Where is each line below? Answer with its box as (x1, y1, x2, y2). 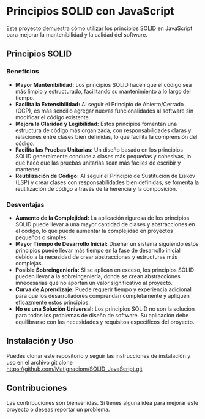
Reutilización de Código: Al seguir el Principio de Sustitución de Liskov (15, 172, 196, 179)
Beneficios (6, 67, 39, 76)
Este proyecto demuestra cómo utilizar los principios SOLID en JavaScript (6, 24, 193, 32)
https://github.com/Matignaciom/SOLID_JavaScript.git (6, 365, 143, 373)
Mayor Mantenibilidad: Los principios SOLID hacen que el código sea (15, 81, 192, 88)
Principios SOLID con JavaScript (6, 4, 174, 18)
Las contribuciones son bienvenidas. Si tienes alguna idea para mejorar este (6, 399, 199, 406)
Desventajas (6, 200, 45, 209)
